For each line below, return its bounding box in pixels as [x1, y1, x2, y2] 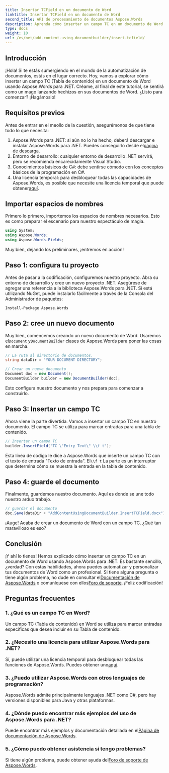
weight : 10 [5, 31, 28, 36]
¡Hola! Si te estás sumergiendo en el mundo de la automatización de [5, 67, 146, 73]
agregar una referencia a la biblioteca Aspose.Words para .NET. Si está [5, 285, 152, 291]
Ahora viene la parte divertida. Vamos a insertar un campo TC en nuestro [5, 418, 157, 424]
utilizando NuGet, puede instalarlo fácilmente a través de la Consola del [5, 290, 153, 297]
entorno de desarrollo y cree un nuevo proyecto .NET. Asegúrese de [5, 279, 147, 285]
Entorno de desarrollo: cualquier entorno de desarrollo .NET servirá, [12, 153, 153, 159]
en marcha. [5, 343, 29, 349]
